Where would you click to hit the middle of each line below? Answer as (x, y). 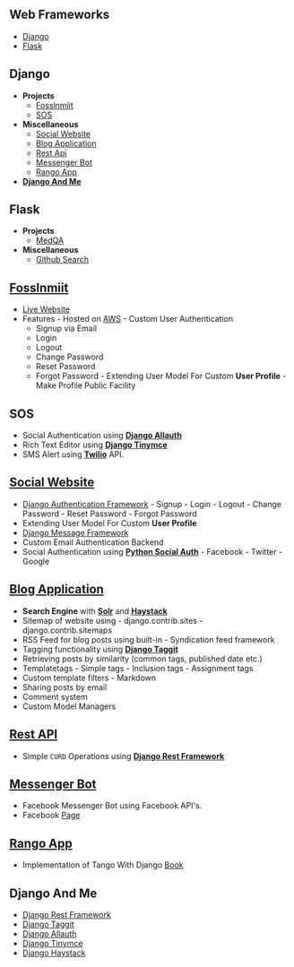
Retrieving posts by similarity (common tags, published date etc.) (142, 659)
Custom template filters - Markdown (89, 678)
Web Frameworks (60, 15)
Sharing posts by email (65, 687)
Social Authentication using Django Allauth (102, 436)
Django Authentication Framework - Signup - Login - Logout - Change (152, 504)
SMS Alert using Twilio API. (73, 454)
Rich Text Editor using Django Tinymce (95, 445)
